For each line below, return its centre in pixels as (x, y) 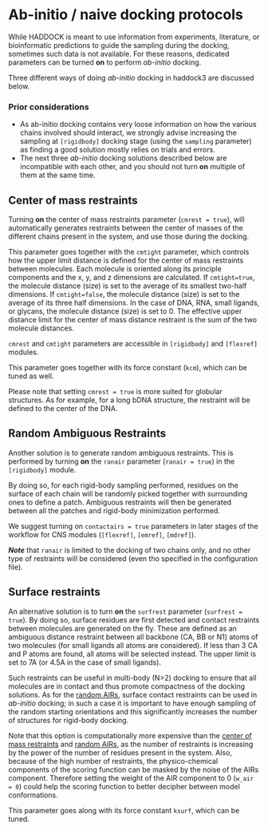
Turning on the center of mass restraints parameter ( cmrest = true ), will (126, 219)
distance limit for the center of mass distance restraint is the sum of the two (133, 320)
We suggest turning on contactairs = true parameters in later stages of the (133, 526)
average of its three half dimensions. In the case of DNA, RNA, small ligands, (134, 303)
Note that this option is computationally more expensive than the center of (130, 735)
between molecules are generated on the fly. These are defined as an (123, 628)
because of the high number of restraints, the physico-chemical (113, 761)
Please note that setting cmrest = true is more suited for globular (116, 392)
